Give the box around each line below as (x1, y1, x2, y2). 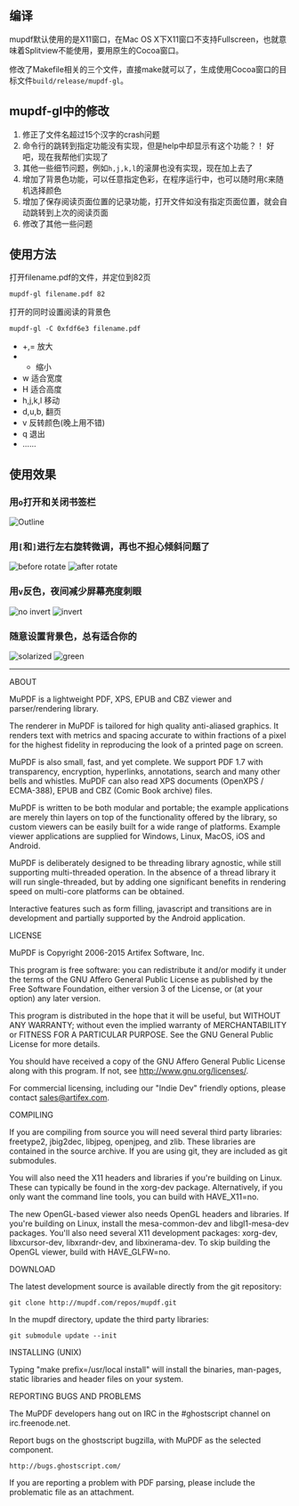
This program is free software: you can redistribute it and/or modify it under (9, 965, 287, 975)
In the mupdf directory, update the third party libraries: (9, 1314, 209, 1325)
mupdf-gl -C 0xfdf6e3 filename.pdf (9, 325, 141, 333)
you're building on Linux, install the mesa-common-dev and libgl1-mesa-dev (9, 1218, 289, 1229)
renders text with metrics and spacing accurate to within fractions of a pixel (9, 730, 287, 741)
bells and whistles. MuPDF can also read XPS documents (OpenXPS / (9, 776, 264, 786)
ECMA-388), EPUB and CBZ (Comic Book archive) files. (9, 786, 214, 796)
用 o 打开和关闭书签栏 (9, 496, 96, 508)
